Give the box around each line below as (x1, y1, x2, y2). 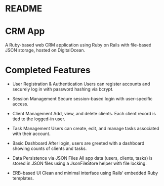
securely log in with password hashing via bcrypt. (12, 86, 114, 92)
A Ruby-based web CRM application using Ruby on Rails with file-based (5, 42, 152, 48)
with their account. (12, 131, 51, 137)
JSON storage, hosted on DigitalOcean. (5, 47, 85, 53)
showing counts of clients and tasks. (12, 145, 87, 151)
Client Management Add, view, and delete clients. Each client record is (12, 111, 156, 117)
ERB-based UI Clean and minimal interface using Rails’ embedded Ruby (12, 170, 158, 176)
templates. (12, 175, 34, 181)
